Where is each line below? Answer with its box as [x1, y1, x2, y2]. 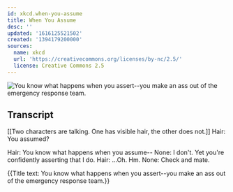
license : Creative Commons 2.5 [13, 62, 105, 69]
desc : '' [7, 23, 33, 30]
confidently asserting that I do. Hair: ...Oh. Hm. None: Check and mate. [7, 156, 211, 164]
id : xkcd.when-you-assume [7, 10, 82, 17]
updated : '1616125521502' [7, 29, 82, 37]
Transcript [7, 109, 54, 121]
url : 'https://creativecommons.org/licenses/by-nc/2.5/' [13, 56, 183, 63]
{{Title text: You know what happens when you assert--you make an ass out [7, 169, 226, 178]
